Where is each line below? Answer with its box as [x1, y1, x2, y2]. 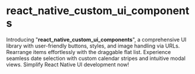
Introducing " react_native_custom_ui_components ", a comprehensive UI [6, 36, 187, 43]
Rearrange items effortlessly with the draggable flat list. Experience [6, 48, 171, 55]
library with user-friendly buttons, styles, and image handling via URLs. [6, 42, 180, 49]
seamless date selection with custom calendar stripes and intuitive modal [6, 55, 186, 62]
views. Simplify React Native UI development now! [6, 60, 130, 68]
